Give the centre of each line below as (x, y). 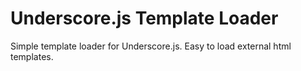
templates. (32, 56)
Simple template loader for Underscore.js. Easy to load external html (151, 46)
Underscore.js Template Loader (144, 18)
